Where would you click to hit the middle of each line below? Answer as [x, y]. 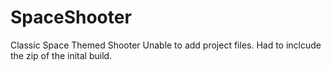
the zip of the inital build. [61, 55]
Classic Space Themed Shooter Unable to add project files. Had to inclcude [166, 45]
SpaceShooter [71, 17]
